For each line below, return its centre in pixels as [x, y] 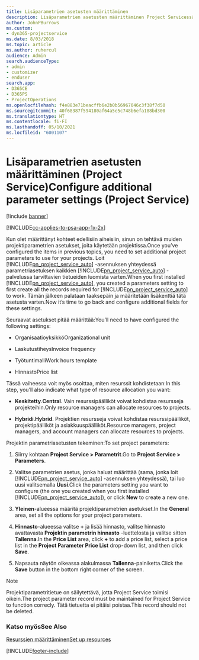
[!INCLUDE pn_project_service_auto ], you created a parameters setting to [95, 283]
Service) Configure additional [79, 187]
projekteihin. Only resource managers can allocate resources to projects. [103, 407]
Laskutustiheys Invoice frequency [55, 349]
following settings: [29, 326]
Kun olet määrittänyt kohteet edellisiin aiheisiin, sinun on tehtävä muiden [94, 239]
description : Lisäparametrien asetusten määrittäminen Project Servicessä [100, 17]
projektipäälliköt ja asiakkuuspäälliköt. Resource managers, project [95, 425]
